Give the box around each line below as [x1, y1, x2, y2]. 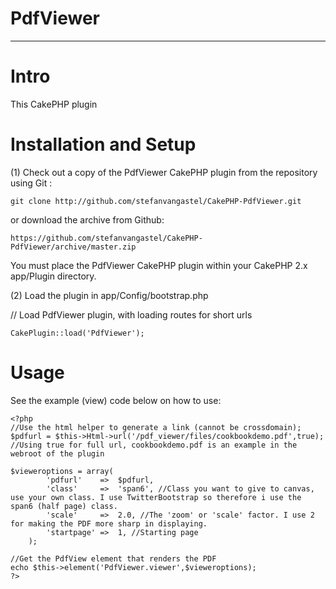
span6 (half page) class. [10, 501, 118, 511]
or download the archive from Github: [10, 213, 165, 226]
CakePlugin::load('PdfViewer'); [10, 328, 145, 338]
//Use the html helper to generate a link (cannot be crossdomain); [10, 422, 302, 432]
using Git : [10, 177, 53, 189]
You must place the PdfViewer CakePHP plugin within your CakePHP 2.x [10, 259, 308, 271]
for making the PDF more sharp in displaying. [10, 518, 208, 529]
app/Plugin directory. [10, 270, 97, 282]
